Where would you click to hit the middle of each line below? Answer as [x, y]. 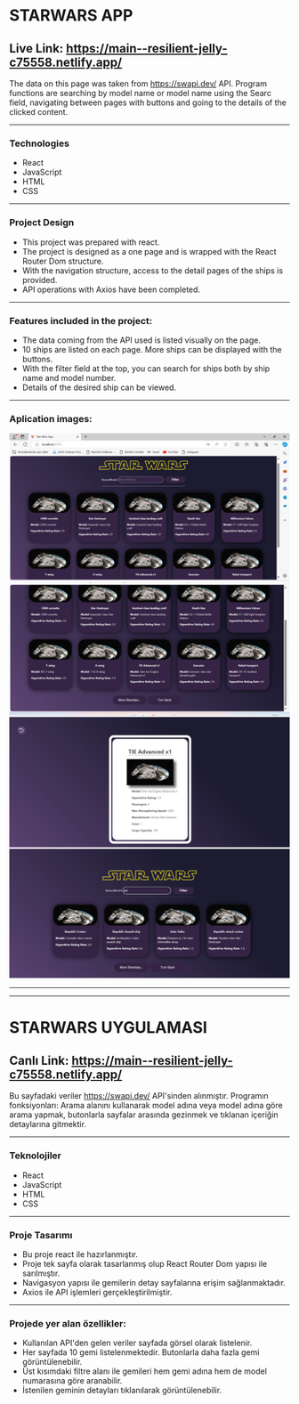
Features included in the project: [81, 321]
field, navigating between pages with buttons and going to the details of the [148, 102]
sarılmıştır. [41, 1273]
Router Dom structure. [63, 261]
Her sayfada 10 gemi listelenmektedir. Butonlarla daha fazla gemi [141, 1352]
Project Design [42, 223]
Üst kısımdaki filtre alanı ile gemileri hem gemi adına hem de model [144, 1371]
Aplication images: [51, 418]
